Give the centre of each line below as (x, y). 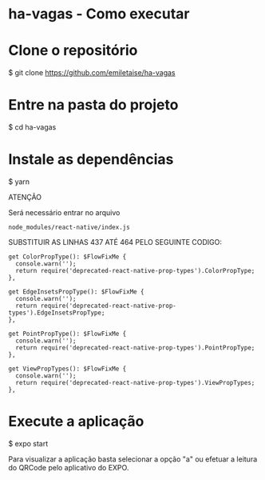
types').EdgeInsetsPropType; (57, 313)
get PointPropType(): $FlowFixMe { (67, 334)
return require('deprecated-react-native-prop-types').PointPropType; (135, 348)
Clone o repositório (73, 51)
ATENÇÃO (25, 197)
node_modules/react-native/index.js (69, 227)
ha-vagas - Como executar (99, 14)
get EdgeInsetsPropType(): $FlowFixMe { (77, 292)
